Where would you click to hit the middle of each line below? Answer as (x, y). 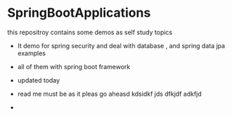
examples (31, 53)
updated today (39, 80)
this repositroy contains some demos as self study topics (90, 32)
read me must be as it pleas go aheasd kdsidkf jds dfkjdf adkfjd (109, 94)
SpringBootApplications (79, 13)
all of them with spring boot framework (74, 66)
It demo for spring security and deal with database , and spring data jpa (121, 45)
